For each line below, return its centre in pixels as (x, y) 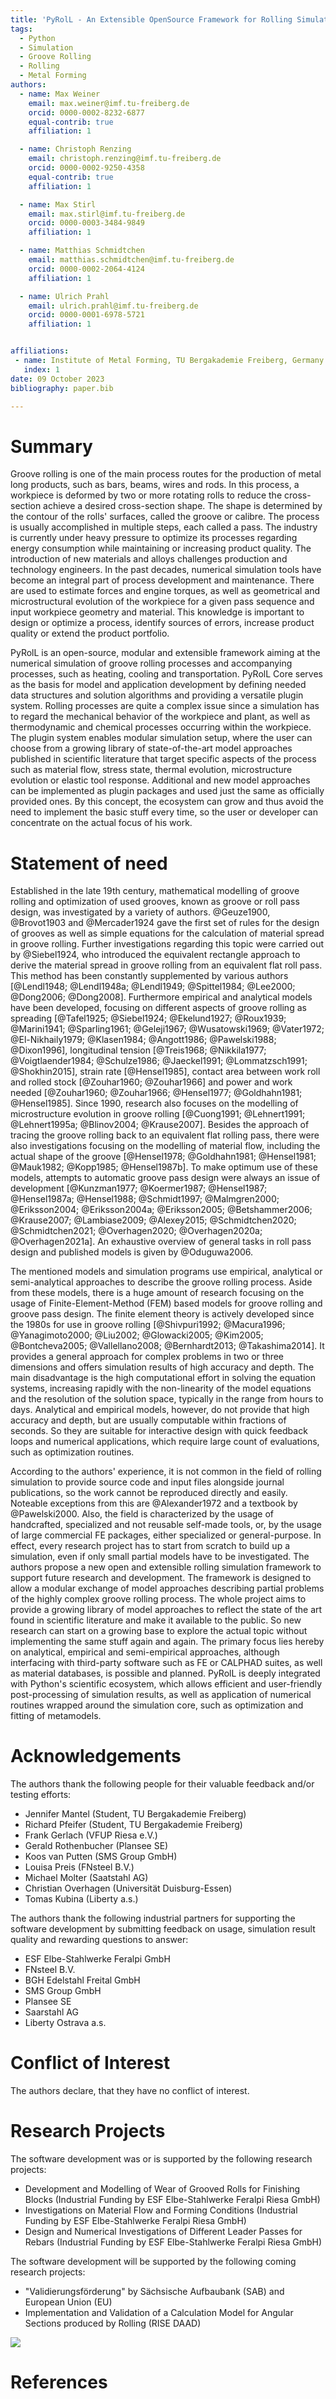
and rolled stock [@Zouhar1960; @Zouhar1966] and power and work (151, 1082)
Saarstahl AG (51, 2012)
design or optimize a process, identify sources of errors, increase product (162, 623)
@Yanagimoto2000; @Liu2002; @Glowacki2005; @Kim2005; (137, 1335)
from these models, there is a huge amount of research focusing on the (157, 1293)
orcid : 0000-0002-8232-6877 (86, 112)
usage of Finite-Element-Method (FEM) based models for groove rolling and (166, 1303)
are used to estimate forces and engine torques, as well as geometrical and (165, 591)
